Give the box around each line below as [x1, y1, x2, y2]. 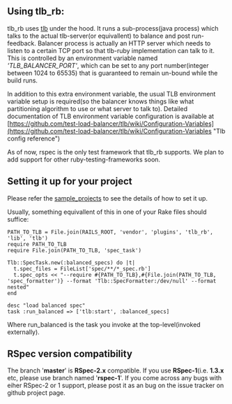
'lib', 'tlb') [7, 234, 49, 242]
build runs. [7, 76, 38, 85]
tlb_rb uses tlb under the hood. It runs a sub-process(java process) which [7, 24, 219, 32]
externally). [7, 328, 40, 336]
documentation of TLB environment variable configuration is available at [7, 112, 215, 120]
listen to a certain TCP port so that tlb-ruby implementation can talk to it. [7, 46, 215, 55]
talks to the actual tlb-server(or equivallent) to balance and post [7, 31, 190, 40]
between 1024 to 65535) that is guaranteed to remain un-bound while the [7, 68, 218, 77]
